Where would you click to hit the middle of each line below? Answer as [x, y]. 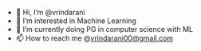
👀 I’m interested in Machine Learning [76, 21]
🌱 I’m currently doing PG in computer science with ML [104, 29]
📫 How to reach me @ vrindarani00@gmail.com [95, 38]
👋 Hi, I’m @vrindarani [50, 12]
